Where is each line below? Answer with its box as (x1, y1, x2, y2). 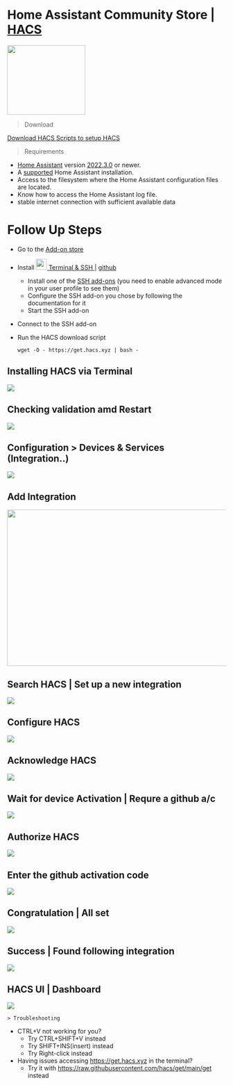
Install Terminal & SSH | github (17, 263, 116, 271)
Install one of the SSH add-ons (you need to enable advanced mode (27, 277, 223, 285)
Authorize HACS (7, 831, 80, 842)
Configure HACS (7, 717, 80, 728)
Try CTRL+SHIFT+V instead (27, 1034, 106, 1043)
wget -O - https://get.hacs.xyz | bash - (17, 346, 139, 354)
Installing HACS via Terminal (7, 366, 133, 377)
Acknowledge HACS (7, 755, 97, 767)
